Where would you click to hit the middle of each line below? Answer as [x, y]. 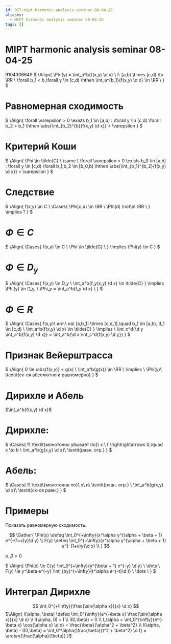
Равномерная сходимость [65, 106]
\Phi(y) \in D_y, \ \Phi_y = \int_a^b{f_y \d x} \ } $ [54, 289]
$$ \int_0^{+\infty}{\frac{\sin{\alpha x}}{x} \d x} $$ [86, 606]
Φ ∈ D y [22, 268]
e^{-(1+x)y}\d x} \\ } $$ [86, 546]
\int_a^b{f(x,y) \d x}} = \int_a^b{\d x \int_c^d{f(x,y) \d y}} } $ [68, 335]
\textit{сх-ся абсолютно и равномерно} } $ [52, 375]
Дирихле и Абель [45, 395]
